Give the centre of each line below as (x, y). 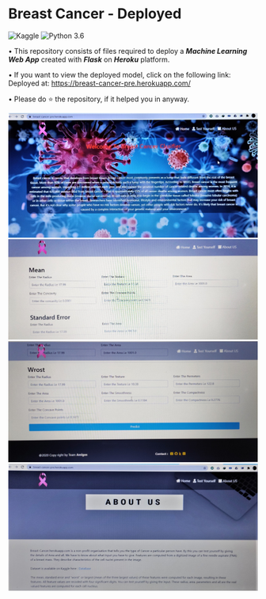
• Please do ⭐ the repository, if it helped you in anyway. (99, 99)
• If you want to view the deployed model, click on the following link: (120, 74)
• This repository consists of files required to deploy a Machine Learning (128, 51)
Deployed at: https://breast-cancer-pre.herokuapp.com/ (100, 83)
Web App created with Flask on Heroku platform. (89, 59)
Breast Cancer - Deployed (95, 14)
